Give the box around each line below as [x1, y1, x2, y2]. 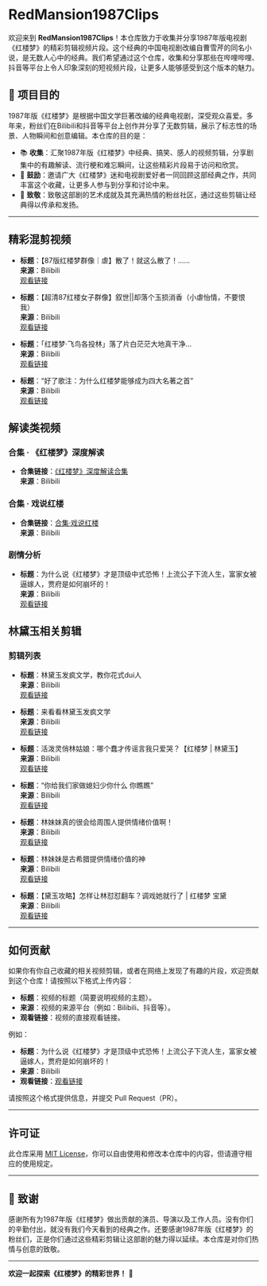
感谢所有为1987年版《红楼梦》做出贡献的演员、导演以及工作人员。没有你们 [8, 1214, 253, 1224]
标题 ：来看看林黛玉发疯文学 [19, 706, 111, 717]
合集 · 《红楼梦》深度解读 [8, 447, 105, 458]
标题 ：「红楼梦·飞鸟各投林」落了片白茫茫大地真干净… [19, 339, 192, 348]
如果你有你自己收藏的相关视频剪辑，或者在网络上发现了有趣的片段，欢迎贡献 [8, 966, 259, 976]
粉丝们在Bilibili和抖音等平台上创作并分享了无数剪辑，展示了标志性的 [29, 121, 250, 130]
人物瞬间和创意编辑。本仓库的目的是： [21, 130, 148, 140]
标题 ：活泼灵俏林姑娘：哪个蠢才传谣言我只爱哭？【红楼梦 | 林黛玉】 [19, 744, 242, 753]
